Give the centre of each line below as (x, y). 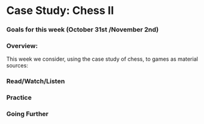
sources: (17, 66)
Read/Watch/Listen (36, 81)
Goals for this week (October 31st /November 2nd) (82, 30)
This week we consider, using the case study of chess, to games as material (102, 59)
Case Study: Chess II (60, 11)
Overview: (22, 46)
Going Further (27, 114)
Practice (19, 98)
